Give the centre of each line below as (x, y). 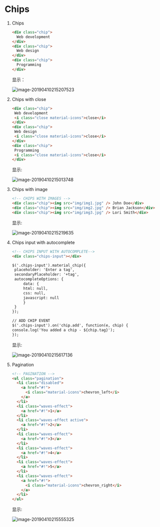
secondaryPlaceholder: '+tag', (47, 274)
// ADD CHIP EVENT (31, 321)
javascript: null (41, 298)
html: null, (36, 288)
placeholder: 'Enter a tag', (45, 270)
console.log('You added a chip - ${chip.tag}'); (63, 330)
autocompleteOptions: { (39, 279)
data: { (31, 284)
